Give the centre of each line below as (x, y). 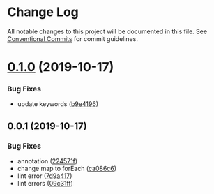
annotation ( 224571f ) (47, 161)
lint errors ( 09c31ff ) (45, 184)
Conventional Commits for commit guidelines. (72, 38)
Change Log (43, 12)
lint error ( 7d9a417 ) (45, 176)
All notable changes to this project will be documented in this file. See (107, 31)
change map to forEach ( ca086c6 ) (67, 169)
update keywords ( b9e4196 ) (58, 104)
